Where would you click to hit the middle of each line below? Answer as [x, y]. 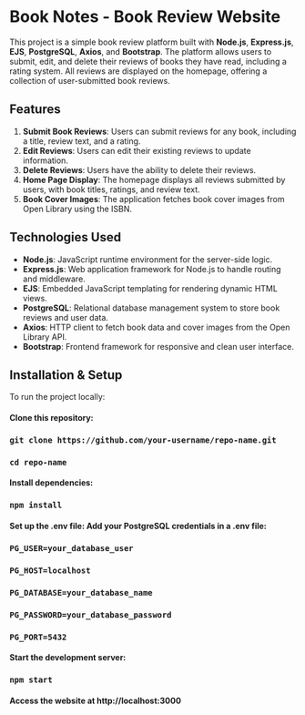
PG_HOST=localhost [50, 570]
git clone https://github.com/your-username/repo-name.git [143, 440]
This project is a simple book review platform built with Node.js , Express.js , [152, 42]
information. [45, 160]
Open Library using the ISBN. [77, 209]
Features [35, 110]
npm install [36, 506]
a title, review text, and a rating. [81, 141]
